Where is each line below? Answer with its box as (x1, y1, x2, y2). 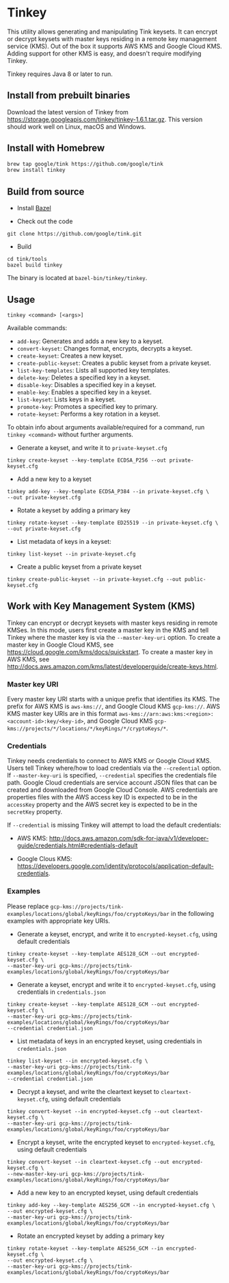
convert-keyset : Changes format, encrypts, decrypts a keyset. (16, 344, 193, 352)
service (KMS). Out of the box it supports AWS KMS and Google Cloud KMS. (7, 42, 222, 50)
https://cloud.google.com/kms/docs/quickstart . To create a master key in (7, 647, 213, 656)
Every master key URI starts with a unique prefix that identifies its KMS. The (7, 695, 220, 703)
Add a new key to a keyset (16, 475, 92, 483)
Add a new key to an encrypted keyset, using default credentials (16, 1188, 199, 1197)
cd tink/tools (7, 256, 48, 263)
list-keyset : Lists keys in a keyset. (16, 395, 116, 403)
